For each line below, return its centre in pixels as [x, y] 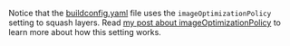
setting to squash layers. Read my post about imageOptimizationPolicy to [145, 23]
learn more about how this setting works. [85, 32]
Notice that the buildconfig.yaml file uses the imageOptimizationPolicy [140, 13]
